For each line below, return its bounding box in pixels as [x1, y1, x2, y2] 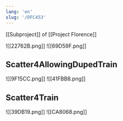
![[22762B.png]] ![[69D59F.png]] [5, 42, 87, 49]
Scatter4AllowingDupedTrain [5, 59, 118, 69]
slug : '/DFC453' [5, 14, 46, 20]
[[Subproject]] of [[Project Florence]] [5, 30, 97, 38]
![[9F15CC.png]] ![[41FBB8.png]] [5, 75, 86, 82]
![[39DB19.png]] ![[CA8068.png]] [5, 108, 88, 116]
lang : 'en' [5, 8, 33, 15]
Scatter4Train [5, 92, 59, 103]
